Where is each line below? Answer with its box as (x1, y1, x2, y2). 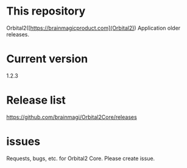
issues (6, 135, 41, 148)
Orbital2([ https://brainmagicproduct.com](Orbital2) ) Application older (6, 24, 181, 32)
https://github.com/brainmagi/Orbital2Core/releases (6, 113, 137, 121)
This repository (6, 4, 86, 18)
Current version (6, 52, 88, 66)
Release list (6, 93, 66, 107)
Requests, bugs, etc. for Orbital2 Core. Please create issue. (6, 155, 155, 162)
